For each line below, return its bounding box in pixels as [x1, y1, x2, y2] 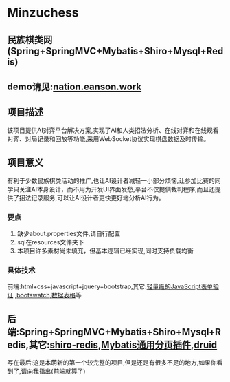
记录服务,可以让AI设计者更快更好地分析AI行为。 [30, 193, 165, 202]
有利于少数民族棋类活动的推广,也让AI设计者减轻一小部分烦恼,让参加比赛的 [7, 176, 215, 184]
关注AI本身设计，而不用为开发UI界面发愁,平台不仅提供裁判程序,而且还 [19, 184, 215, 193]
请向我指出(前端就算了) [21, 367, 86, 375]
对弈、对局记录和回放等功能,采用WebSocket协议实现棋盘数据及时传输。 [7, 134, 210, 142]
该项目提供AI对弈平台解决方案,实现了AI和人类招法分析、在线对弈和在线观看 [7, 126, 219, 134]
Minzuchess [7, 5, 79, 21]
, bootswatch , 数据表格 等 [14, 291, 82, 299]
